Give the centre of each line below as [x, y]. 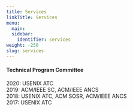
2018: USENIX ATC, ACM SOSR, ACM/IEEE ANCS [66, 96]
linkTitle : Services [32, 17]
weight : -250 [22, 46]
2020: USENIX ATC [30, 83]
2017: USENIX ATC [29, 102]
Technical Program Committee [45, 70]
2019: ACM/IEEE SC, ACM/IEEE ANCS [52, 89]
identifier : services [44, 40]
